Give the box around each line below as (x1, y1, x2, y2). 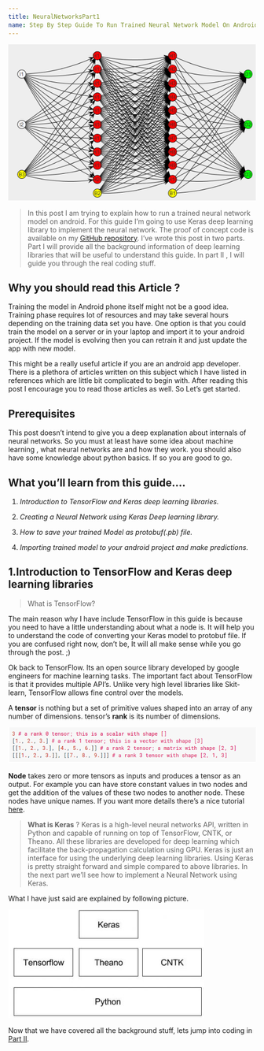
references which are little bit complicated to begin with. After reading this (8, 376, 248, 385)
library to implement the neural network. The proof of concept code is (27, 225, 254, 234)
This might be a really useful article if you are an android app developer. (8, 359, 241, 369)
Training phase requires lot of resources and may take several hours (8, 310, 229, 320)
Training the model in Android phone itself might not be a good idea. (8, 302, 229, 311)
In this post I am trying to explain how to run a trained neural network (27, 208, 251, 217)
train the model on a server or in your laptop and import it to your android (8, 327, 245, 336)
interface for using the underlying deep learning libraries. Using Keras (27, 853, 254, 863)
